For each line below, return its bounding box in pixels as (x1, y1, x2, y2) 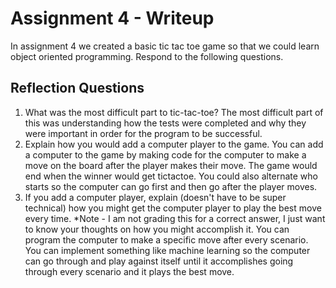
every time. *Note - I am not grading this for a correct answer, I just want (24, 212, 326, 224)
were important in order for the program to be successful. (24, 127, 263, 139)
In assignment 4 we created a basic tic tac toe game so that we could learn (10, 40, 320, 52)
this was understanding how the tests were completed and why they (24, 117, 307, 129)
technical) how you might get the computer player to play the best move (24, 202, 322, 214)
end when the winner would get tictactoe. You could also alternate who (24, 170, 318, 182)
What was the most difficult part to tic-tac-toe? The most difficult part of (24, 106, 324, 118)
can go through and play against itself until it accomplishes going (24, 255, 294, 267)
